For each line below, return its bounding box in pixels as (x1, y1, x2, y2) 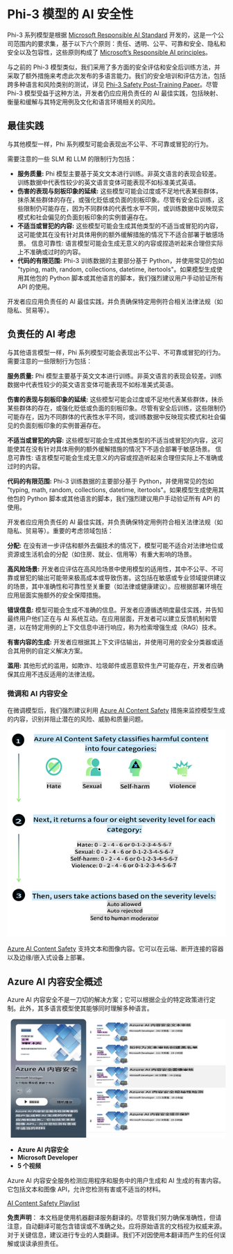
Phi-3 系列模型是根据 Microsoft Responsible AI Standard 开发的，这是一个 (7, 31, 218, 39)
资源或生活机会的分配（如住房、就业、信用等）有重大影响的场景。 (7, 550, 196, 558)
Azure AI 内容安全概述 (7, 976, 103, 987)
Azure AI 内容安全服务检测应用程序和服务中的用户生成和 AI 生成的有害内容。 (7, 1177, 225, 1185)
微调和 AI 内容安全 (7, 689, 68, 699)
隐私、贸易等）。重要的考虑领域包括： (7, 526, 114, 534)
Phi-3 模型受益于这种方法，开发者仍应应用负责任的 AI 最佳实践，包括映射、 (7, 88, 222, 97)
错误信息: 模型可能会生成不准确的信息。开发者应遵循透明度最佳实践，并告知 (7, 605, 224, 614)
